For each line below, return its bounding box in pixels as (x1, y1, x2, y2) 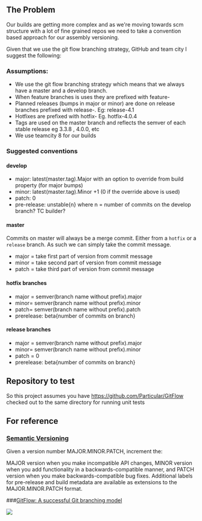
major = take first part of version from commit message (14, 253, 153, 260)
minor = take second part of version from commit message (14, 259, 162, 266)
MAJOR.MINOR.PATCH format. (6, 485, 83, 493)
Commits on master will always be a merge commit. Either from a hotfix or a (6, 235, 197, 242)
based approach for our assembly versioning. (6, 33, 119, 41)
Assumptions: (6, 66, 49, 75)
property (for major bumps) (14, 182, 83, 189)
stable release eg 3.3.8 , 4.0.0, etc (14, 126, 99, 133)
